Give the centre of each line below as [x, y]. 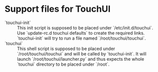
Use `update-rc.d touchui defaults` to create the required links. [81, 33]
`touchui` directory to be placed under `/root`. [63, 64]
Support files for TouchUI [58, 9]
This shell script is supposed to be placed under [66, 48]
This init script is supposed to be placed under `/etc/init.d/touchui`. [85, 27]
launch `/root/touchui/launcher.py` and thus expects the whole [81, 59]
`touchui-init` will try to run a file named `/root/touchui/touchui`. [81, 38]
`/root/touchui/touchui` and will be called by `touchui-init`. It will [82, 54]
